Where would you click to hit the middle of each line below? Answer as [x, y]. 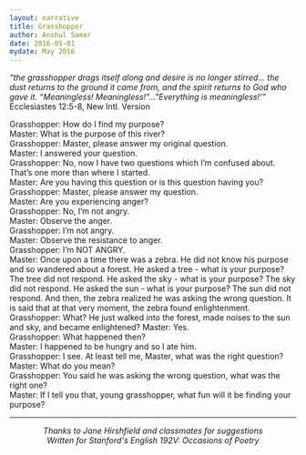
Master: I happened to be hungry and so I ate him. [103, 347]
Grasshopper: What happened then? [77, 337]
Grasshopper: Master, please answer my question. [104, 192]
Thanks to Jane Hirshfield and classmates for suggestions [153, 431]
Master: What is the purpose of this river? [87, 134]
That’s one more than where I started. [80, 173]
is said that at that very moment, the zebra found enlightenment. [130, 308]
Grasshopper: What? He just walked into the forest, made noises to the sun [150, 318]
